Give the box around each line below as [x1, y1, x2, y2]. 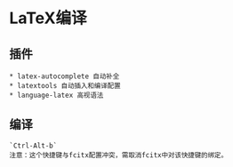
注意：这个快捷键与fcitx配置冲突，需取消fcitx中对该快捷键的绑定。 [9, 150, 229, 160]
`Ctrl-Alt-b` [9, 141, 58, 150]
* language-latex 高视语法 [9, 91, 104, 99]
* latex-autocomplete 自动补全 [9, 72, 120, 81]
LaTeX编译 [9, 8, 87, 28]
